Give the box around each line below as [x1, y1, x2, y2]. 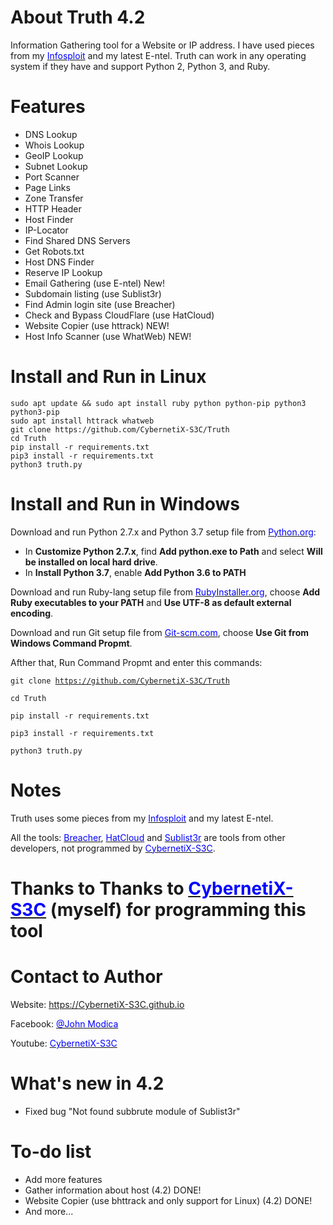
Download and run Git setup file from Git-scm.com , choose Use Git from [10, 626, 310, 638]
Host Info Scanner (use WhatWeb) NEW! [24, 330, 192, 342]
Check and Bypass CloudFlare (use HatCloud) [24, 309, 215, 321]
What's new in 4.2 [10, 1072, 165, 1095]
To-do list [10, 1140, 92, 1163]
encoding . [10, 607, 54, 619]
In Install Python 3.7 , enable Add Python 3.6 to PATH [24, 566, 247, 578]
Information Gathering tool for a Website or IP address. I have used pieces [10, 39, 315, 51]
